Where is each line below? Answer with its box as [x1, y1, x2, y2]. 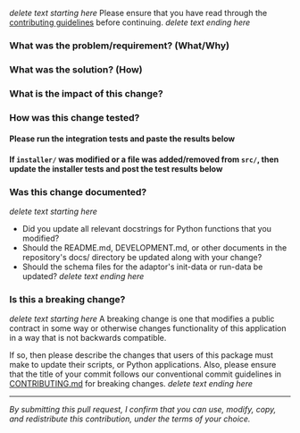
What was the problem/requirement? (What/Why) [9, 39, 230, 52]
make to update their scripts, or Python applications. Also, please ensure [9, 360, 277, 370]
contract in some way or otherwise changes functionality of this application [9, 323, 287, 334]
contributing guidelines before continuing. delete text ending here [9, 17, 251, 28]
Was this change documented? [9, 185, 147, 198]
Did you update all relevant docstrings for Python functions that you [21, 224, 272, 234]
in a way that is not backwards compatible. [9, 333, 167, 344]
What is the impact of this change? [9, 87, 163, 99]
